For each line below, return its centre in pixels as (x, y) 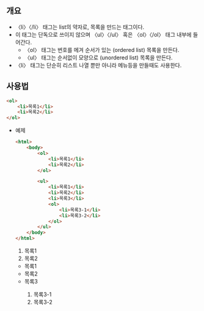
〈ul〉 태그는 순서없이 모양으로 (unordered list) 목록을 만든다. (98, 58)
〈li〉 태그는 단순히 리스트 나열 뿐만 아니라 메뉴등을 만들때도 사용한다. (98, 65)
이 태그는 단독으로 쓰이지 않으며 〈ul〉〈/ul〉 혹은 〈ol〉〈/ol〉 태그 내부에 (103, 34)
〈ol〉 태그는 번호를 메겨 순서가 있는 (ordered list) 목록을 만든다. (102, 50)
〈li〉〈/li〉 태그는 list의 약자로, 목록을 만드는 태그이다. (80, 27)
